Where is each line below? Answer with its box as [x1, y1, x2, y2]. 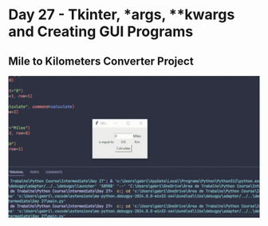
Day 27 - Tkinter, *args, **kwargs [8, 6, 235, 24]
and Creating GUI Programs [8, 22, 194, 41]
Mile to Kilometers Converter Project [8, 54, 194, 68]
